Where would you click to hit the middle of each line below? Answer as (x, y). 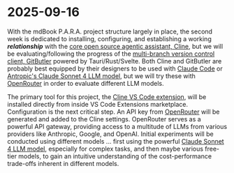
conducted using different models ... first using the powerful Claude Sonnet (116, 141)
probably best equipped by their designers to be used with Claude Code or (115, 68)
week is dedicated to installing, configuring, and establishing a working (109, 38)
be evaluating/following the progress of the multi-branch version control (111, 54)
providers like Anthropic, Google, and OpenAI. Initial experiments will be (111, 134)
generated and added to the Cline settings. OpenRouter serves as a (104, 119)
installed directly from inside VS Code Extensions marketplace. (98, 104)
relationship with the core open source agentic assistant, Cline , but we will (115, 46)
